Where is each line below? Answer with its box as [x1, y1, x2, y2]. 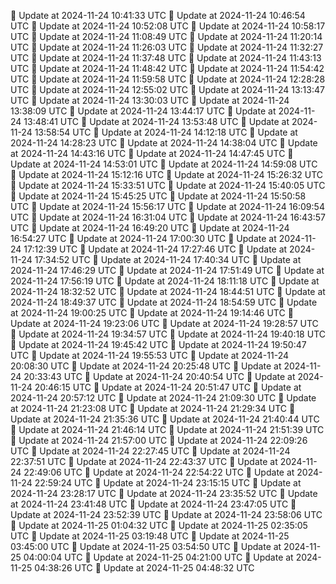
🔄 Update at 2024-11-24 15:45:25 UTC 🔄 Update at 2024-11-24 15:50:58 [10, 190, 307, 202]
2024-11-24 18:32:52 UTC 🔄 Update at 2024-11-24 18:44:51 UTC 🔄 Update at [10, 286, 326, 297]
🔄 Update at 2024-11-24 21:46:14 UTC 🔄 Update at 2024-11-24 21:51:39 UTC [10, 424, 325, 435]
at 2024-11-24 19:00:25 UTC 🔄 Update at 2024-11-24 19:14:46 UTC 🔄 [10, 307, 294, 319]
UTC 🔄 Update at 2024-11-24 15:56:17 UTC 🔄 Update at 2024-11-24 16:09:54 [10, 201, 325, 212]
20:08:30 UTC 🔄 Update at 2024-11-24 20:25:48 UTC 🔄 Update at [10, 360, 282, 372]
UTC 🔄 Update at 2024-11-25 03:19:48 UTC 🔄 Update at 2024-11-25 [10, 530, 290, 542]
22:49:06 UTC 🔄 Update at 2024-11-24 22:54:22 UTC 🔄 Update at [23, 466, 295, 478]
